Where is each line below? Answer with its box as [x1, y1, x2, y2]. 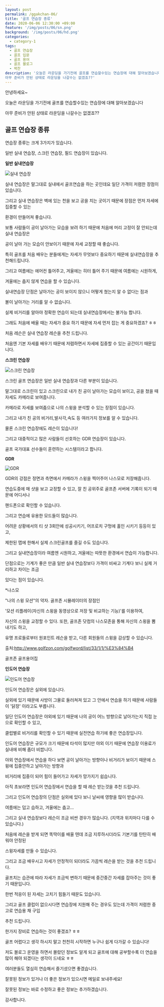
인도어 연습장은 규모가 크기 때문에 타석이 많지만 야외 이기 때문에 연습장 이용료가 [5, 740, 156, 746]
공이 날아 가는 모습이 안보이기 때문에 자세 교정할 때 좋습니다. [5, 241, 120, 247]
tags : [5, 43, 16, 48]
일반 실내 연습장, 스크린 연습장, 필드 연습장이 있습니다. [5, 150, 108, 156]
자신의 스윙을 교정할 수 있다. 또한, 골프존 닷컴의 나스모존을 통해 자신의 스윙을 [5, 618, 151, 624]
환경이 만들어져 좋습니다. [5, 214, 52, 220]
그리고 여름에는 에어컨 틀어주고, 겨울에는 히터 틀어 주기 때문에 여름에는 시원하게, [5, 268, 158, 273]
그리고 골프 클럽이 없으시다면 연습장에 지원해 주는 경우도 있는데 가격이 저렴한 [5, 902, 151, 907]
